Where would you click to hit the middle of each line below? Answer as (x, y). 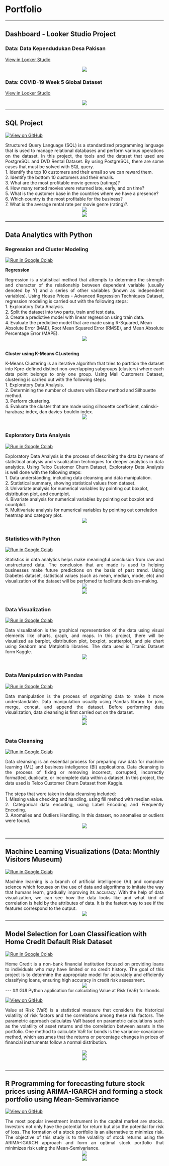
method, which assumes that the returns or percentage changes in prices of (84, 1037)
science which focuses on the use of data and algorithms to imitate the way (84, 887)
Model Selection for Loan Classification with (76, 934)
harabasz (15, 412)
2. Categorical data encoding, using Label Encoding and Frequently (84, 804)
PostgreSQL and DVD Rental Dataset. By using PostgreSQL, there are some (84, 161)
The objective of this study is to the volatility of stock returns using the (84, 1137)
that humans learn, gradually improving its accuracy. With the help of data (84, 892)
